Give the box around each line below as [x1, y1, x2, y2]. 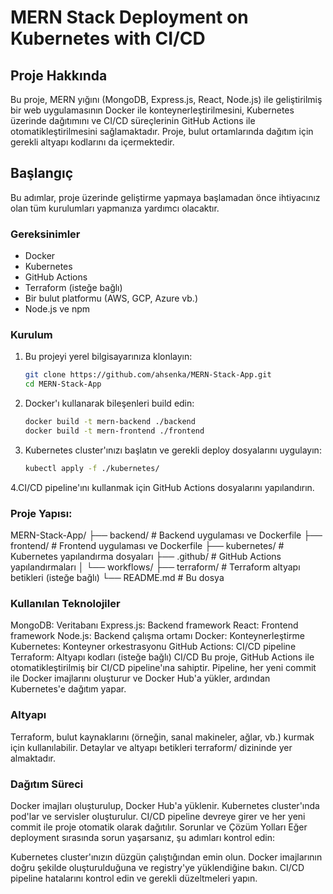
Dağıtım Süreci [10, 777, 84, 791]
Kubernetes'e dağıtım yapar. [10, 683, 127, 695]
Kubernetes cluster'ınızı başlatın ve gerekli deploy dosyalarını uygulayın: [24, 444, 322, 456]
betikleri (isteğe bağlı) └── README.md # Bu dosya [10, 572, 225, 584]
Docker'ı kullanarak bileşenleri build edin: [24, 397, 195, 410]
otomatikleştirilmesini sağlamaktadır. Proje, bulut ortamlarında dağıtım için [10, 126, 314, 137]
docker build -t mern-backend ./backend [24, 417, 196, 427]
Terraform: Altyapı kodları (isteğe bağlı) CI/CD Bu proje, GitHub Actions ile [10, 651, 315, 663]
